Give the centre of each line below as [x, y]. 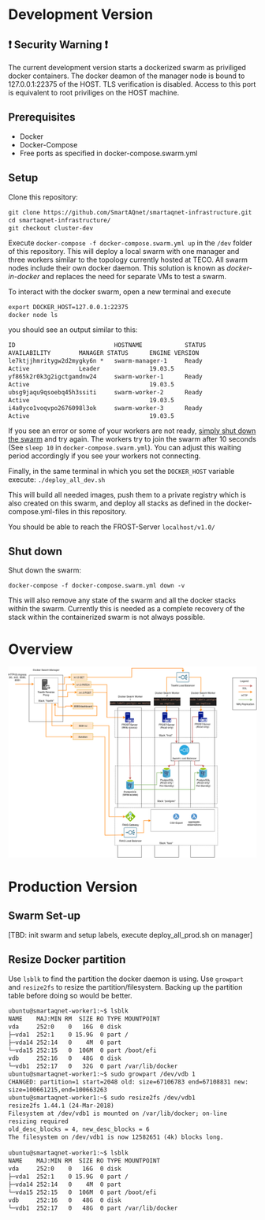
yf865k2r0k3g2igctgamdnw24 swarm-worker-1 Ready [105, 376]
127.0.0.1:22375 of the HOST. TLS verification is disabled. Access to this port [132, 84]
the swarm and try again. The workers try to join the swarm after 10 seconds [132, 438]
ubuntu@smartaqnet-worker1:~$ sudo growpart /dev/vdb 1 [102, 1074]
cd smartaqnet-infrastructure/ [60, 220]
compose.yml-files [39, 511]
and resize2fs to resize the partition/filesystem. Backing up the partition [125, 987]
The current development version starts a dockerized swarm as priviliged [127, 67]
